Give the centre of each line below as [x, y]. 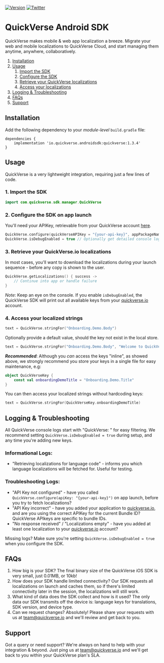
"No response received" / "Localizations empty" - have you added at [81, 523]
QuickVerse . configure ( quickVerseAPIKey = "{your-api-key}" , [68, 235]
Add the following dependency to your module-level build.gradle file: [75, 129]
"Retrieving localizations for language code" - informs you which [77, 464]
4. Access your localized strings [44, 318]
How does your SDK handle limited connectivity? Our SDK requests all [82, 581]
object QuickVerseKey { [29, 375]
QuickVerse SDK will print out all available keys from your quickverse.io [77, 300]
